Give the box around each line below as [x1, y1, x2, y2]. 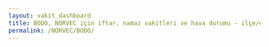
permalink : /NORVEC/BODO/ [8, 26, 94, 34]
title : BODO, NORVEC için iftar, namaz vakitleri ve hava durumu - [8, 19, 239, 27]
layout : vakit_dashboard [8, 11, 91, 20]
